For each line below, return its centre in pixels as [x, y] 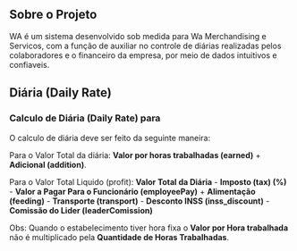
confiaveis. [30, 64]
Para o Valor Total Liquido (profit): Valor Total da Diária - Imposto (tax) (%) [148, 181]
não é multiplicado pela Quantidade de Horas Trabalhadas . [119, 237]
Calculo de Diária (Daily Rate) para [85, 118]
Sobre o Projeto [53, 15]
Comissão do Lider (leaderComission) [81, 210]
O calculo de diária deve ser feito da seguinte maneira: [110, 138]
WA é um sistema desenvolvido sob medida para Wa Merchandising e [138, 36]
